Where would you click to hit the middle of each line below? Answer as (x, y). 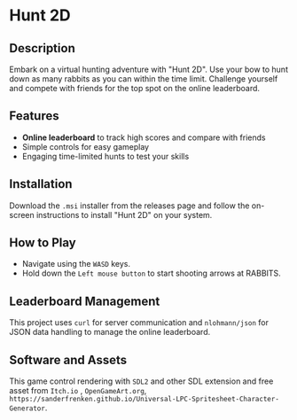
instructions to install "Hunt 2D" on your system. (124, 214)
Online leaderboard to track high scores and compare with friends (144, 137)
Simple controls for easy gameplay (85, 146)
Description (42, 48)
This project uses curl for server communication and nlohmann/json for (139, 323)
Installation (41, 184)
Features (34, 116)
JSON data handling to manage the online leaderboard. (110, 332)
